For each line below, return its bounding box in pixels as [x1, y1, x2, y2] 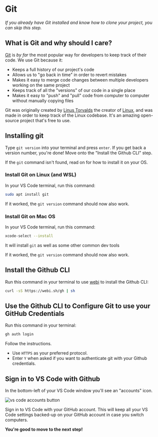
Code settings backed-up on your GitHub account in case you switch [5, 412, 144, 418]
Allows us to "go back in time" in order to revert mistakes [12, 72, 127, 78]
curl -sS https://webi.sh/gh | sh [5, 288, 76, 293]
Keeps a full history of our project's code [12, 66, 95, 72]
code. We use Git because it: [5, 57, 63, 63]
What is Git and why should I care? [5, 39, 112, 47]
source [5, 117, 20, 123]
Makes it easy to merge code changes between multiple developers [12, 77, 149, 83]
